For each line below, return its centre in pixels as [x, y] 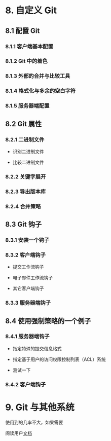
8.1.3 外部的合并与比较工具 [38, 76]
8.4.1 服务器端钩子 [27, 337]
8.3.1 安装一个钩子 [27, 240]
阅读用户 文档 [18, 433]
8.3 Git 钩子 [24, 224]
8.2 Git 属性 [24, 124]
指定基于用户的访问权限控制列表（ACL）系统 [59, 359]
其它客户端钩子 [28, 288]
